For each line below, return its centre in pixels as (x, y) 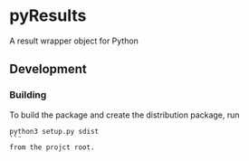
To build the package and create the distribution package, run (124, 115)
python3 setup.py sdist (54, 131)
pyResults (48, 16)
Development (48, 69)
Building (28, 95)
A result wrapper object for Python (74, 41)
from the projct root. (52, 147)
